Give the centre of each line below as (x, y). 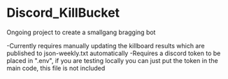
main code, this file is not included (56, 68)
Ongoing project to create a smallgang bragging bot (81, 32)
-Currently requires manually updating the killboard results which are (106, 45)
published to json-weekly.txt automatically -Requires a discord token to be (114, 53)
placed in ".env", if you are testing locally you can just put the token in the (112, 60)
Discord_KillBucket (63, 13)
